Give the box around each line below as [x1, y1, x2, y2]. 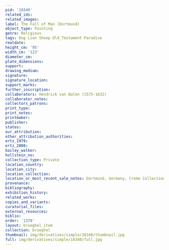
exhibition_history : [5, 190, 49, 195]
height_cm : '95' [5, 45, 39, 50]
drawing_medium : [5, 69, 39, 74]
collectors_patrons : [5, 101, 49, 106]
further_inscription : [5, 87, 51, 92]
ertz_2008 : [5, 143, 28, 149]
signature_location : [5, 78, 49, 83]
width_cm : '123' [5, 49, 39, 54]
